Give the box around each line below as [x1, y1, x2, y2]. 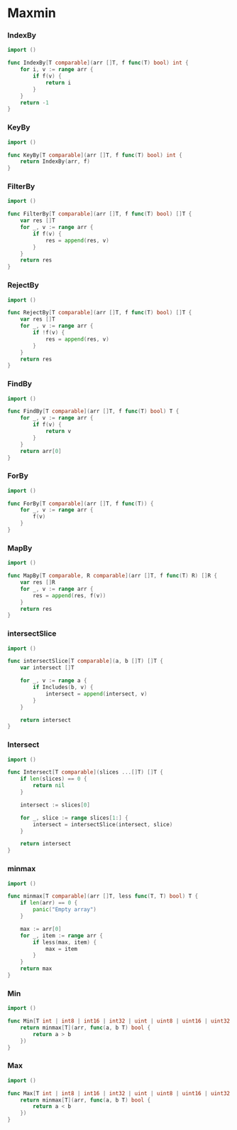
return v [45, 428, 72, 435]
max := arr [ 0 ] [20, 925, 62, 932]
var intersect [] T [20, 664, 75, 671]
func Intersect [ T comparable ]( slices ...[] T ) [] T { [7, 769, 163, 776]
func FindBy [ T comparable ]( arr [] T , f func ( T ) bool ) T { [7, 407, 180, 415]
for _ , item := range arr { [20, 932, 103, 939]
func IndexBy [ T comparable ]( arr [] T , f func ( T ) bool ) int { [7, 59, 189, 67]
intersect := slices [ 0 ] [20, 801, 91, 809]
